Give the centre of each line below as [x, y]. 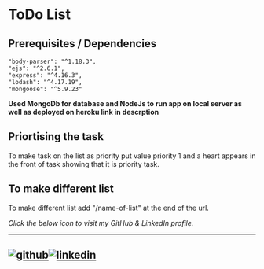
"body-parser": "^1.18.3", [52, 61]
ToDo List [40, 15]
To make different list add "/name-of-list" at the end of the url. [109, 208]
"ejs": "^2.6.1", [37, 68]
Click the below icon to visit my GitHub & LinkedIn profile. [101, 223]
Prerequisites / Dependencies [82, 44]
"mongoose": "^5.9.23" [45, 89]
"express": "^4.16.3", [45, 76]
